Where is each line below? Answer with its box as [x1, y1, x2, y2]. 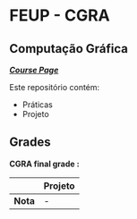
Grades [9, 135, 51, 150]
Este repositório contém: [9, 82, 100, 92]
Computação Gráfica [9, 41, 128, 56]
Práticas [21, 99, 54, 110]
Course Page [9, 64, 59, 75]
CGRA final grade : [9, 158, 80, 169]
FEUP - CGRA [9, 5, 110, 26]
